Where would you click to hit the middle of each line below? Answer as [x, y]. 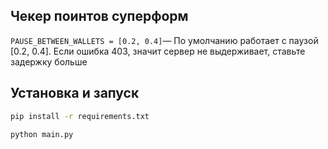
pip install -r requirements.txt [80, 116]
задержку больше [49, 61]
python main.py [42, 134]
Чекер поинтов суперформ [99, 16]
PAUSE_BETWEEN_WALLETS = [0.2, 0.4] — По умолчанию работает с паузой [164, 40]
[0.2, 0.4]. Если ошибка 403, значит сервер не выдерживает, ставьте [158, 51]
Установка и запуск [75, 93]
